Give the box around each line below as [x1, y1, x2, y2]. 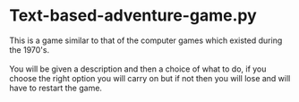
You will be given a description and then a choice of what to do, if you [9, 64, 267, 74]
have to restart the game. [9, 82, 103, 93]
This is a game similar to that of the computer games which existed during [9, 35, 283, 46]
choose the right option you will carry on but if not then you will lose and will [9, 72, 291, 83]
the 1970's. [9, 44, 50, 55]
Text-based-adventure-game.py [9, 5, 257, 26]
